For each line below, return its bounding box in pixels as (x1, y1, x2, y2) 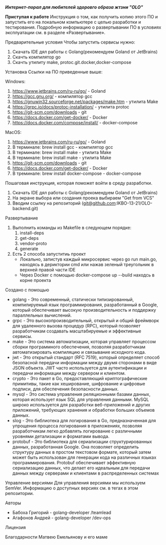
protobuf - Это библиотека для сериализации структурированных (12, 438, 152, 444)
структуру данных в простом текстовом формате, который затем (12, 449, 151, 455)
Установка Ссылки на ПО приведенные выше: (5, 69, 103, 75)
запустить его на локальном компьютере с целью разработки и (5, 19, 141, 25)
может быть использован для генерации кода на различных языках (12, 454, 157, 460)
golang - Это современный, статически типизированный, (12, 297, 134, 302)
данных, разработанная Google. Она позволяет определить (12, 444, 139, 450)
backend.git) (12, 206, 39, 211)
